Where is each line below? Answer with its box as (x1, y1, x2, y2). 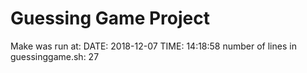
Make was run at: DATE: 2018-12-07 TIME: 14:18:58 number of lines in (10, 40, 297, 52)
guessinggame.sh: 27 (10, 50, 100, 62)
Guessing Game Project (10, 7, 210, 30)
